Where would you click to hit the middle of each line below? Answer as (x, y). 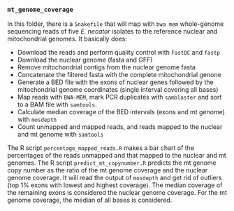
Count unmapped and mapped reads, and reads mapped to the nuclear (120, 127)
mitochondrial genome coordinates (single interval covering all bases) (118, 90)
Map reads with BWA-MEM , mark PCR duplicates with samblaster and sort (119, 97)
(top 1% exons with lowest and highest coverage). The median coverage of (115, 185)
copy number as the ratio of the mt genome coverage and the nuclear (108, 170)
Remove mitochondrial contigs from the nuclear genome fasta (106, 67)
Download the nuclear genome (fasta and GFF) (85, 60)
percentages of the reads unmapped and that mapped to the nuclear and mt (117, 156)
